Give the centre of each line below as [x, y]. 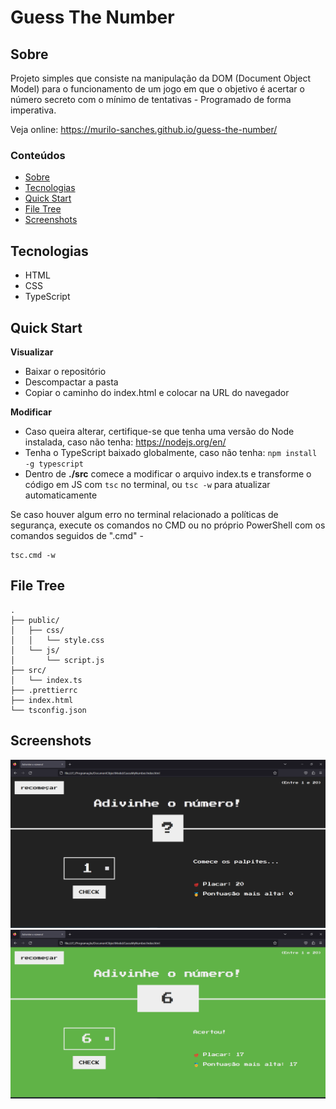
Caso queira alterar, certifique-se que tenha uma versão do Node [159, 431]
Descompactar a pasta [71, 382]
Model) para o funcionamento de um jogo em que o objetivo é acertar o [157, 89]
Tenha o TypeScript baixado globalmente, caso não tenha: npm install [171, 452]
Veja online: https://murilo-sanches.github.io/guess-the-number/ [144, 129]
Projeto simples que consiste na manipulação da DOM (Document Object [161, 78]
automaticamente [61, 495]
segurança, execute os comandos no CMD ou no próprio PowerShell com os [168, 525]
